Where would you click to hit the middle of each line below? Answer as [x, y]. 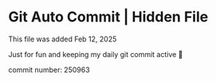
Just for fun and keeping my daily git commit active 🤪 [96, 54]
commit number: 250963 [49, 69]
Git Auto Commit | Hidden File [108, 17]
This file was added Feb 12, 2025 [63, 39]
